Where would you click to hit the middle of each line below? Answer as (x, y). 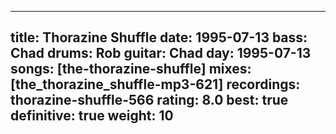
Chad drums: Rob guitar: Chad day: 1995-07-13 (161, 53)
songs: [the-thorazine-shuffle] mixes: (131, 69)
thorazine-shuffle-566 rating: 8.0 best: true (149, 100)
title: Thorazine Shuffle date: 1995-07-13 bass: (159, 37)
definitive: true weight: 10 (92, 116)
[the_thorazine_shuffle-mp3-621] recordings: (155, 84)
